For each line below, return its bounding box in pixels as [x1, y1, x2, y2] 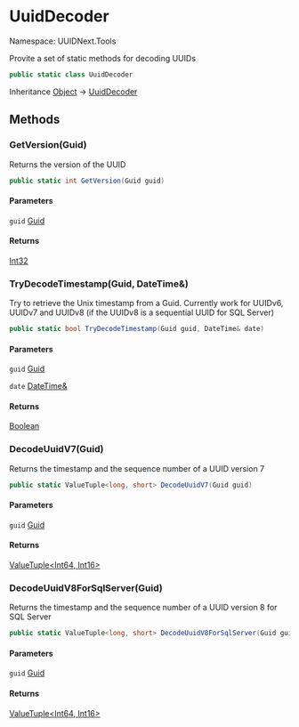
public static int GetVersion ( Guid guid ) [9, 176, 166, 185]
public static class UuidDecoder [9, 69, 133, 79]
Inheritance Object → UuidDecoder [9, 86, 138, 97]
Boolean [9, 421, 40, 432]
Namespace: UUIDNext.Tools [9, 36, 117, 46]
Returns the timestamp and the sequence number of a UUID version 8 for [9, 602, 278, 613]
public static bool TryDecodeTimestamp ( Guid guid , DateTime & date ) [9, 325, 265, 334]
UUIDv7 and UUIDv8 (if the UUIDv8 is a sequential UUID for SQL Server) [9, 307, 274, 318]
